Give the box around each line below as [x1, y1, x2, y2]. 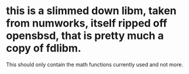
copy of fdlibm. [6, 42, 82, 55]
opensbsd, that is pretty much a [6, 29, 164, 42]
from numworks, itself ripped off [6, 16, 168, 30]
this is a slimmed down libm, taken [6, 4, 177, 18]
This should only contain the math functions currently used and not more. [6, 60, 183, 68]
